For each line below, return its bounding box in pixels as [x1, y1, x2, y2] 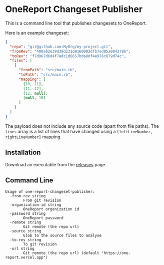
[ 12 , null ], [23, 91, 48, 96]
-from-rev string [9, 194, 46, 199]
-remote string [9, 220, 41, 225]
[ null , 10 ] [23, 95, 46, 101]
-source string [9, 229, 41, 234]
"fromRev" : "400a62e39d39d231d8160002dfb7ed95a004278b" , [9, 49, 131, 54]
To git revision [23, 242, 57, 247]
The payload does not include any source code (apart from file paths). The [5, 123, 159, 129]
